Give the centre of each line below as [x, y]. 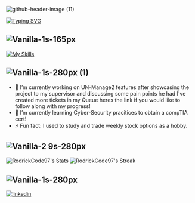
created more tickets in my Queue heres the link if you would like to [97, 100]
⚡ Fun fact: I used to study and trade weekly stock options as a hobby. [101, 125]
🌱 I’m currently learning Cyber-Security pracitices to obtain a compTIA [101, 112]
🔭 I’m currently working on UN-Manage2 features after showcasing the [102, 87]
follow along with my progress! [52, 106]
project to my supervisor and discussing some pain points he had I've [100, 93]
